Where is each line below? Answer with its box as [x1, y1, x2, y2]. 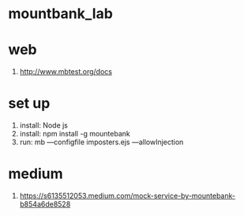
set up [8, 95, 51, 113]
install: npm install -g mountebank [19, 129, 130, 139]
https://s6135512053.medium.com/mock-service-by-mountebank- [19, 191, 235, 200]
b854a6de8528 [19, 199, 71, 209]
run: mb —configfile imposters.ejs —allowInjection [19, 137, 184, 147]
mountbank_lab [8, 5, 113, 23]
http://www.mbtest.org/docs [19, 67, 113, 76]
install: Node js [19, 121, 69, 130]
